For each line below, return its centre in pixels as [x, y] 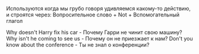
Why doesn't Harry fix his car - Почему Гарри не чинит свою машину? [94, 32]
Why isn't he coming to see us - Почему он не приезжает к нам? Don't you [99, 38]
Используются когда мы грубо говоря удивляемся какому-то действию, [99, 9]
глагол [15, 21]
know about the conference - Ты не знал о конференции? [78, 45]
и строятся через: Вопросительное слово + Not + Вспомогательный [93, 15]
